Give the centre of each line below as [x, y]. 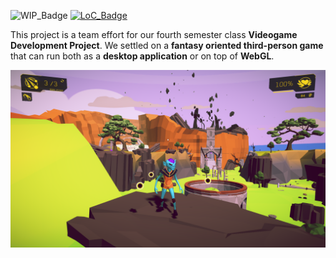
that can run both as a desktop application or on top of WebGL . [142, 56]
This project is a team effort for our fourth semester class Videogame [154, 34]
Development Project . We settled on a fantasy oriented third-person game [167, 45]
